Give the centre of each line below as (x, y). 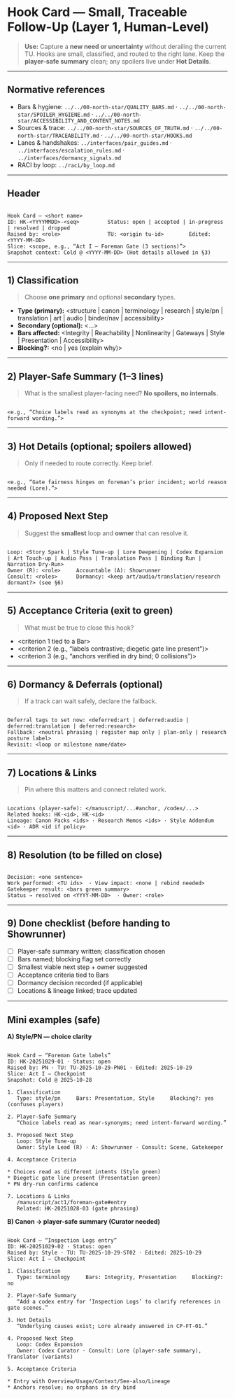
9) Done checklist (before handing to (89, 923)
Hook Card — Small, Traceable (97, 12)
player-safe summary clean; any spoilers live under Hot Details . (117, 61)
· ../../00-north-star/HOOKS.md (146, 135)
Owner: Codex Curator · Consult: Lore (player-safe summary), (109, 1351)
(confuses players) (36, 1105)
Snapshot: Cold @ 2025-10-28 (50, 1080)
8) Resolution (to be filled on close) (85, 855)
